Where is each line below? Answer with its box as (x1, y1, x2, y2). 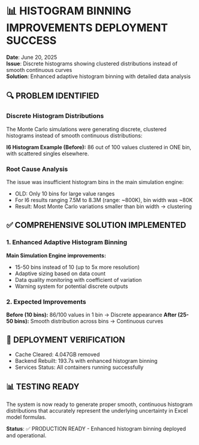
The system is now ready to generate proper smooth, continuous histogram (6, 401, 193, 408)
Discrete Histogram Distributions (6, 112, 104, 120)
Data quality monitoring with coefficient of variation (14, 276, 142, 283)
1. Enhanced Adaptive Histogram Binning (6, 238, 128, 246)
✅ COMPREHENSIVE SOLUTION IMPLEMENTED (6, 220, 186, 230)
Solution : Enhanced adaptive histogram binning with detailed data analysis (6, 73, 191, 80)
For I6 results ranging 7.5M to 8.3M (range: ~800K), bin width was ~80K (14, 196, 193, 203)
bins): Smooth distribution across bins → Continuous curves (14, 317, 164, 324)
